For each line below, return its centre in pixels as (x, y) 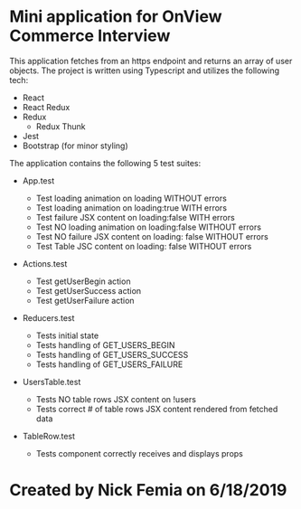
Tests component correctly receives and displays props (140, 453)
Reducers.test (48, 317)
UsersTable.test (52, 382)
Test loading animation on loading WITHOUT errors (132, 198)
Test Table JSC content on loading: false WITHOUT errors (144, 246)
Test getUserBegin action (83, 281)
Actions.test (45, 263)
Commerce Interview (90, 36)
